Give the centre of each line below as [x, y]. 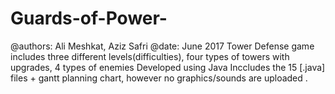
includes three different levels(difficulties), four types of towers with [150, 56]
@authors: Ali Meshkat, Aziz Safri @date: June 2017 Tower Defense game [162, 46]
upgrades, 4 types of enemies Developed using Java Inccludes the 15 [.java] [168, 67]
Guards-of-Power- [89, 18]
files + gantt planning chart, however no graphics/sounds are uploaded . [159, 78]
